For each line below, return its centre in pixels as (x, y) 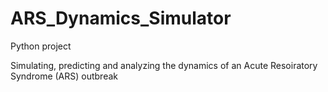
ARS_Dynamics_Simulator (121, 18)
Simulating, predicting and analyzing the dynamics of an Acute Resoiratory (164, 65)
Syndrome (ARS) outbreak (64, 76)
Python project (41, 46)
